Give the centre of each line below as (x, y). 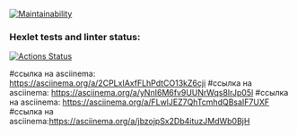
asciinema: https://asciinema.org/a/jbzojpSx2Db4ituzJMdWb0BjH (130, 122)
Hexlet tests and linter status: (75, 37)
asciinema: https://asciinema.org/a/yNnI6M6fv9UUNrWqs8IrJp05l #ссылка (149, 93)
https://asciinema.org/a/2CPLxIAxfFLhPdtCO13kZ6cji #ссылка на (131, 83)
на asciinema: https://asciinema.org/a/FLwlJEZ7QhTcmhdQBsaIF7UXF (140, 102)
